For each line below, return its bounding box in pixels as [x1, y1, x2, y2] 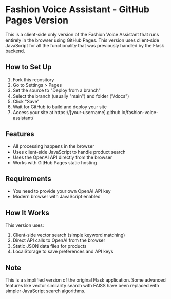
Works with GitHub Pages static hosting [12, 159, 97, 165]
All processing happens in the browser [12, 143, 94, 149]
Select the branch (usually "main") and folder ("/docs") [12, 92, 129, 99]
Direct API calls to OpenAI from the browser [12, 237, 106, 244]
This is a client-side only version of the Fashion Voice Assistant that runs [5, 31, 159, 38]
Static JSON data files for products [12, 243, 87, 249]
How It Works [5, 208, 50, 217]
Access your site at [12, 109, 54, 115]
